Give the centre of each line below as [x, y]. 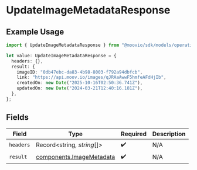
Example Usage [35, 32]
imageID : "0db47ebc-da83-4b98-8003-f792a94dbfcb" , [80, 72]
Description [169, 134]
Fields [18, 117]
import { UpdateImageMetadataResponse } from [62, 45]
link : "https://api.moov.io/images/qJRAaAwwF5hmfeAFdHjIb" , [91, 77]
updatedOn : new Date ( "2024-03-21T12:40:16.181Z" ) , [80, 88]
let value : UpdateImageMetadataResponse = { [61, 55]
